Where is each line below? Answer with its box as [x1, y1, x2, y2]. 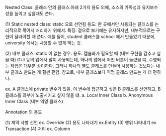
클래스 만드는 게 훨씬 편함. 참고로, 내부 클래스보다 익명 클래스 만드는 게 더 [10, 69, 152, 75]
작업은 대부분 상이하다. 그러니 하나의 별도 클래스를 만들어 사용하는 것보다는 [10, 63, 155, 69]
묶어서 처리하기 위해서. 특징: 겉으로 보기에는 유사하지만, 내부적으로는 [22, 27, 155, 33]
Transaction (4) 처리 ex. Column [5, 126, 71, 132]
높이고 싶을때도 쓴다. [14, 10, 55, 16]
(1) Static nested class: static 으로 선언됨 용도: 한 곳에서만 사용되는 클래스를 [5, 21, 154, 27]
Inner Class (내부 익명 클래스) [5, 99, 64, 104]
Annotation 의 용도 [5, 109, 42, 115]
